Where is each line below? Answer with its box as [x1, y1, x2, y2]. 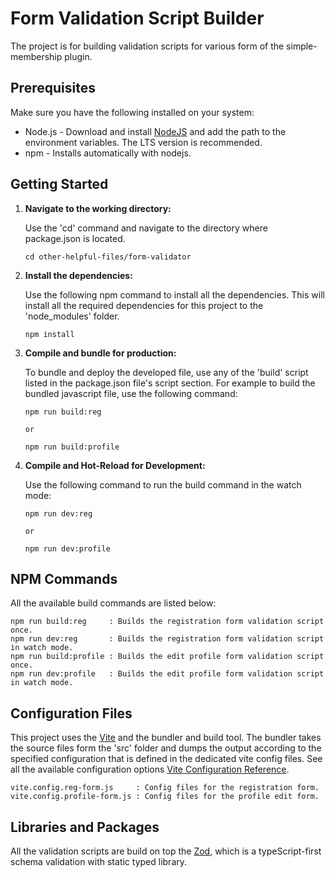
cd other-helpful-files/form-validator [24, 252, 192, 262]
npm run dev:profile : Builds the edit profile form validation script [10, 669, 325, 679]
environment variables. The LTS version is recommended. [24, 136, 263, 148]
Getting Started [10, 176, 109, 193]
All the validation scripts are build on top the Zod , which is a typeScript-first [10, 845, 322, 857]
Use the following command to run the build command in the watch [24, 478, 302, 491]
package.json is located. [24, 232, 126, 244]
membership [10, 50, 63, 62]
